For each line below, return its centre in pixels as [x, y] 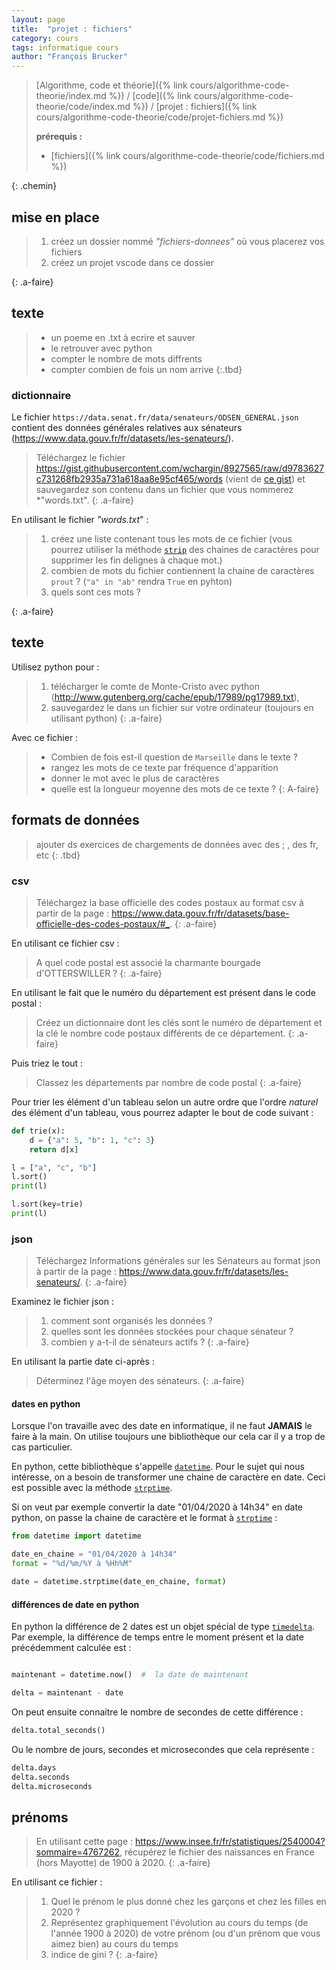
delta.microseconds [52, 1786]
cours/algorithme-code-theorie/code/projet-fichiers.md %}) [159, 117]
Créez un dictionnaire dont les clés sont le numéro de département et [179, 1022]
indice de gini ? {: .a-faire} [104, 1955]
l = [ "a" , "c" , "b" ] [54, 1167]
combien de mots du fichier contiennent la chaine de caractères [182, 571]
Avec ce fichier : [45, 737]
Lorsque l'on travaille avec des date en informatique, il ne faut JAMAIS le [162, 1426]
